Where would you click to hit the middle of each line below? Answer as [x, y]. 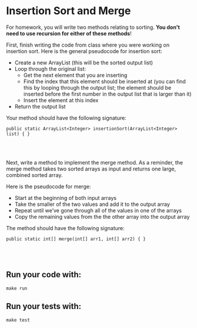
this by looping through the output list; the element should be [97, 87]
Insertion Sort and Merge [69, 11]
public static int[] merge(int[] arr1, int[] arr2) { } [76, 239]
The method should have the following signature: [65, 228]
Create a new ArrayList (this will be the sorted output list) [84, 63]
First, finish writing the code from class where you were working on [88, 45]
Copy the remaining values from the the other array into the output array [102, 217]
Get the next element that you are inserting [75, 75]
